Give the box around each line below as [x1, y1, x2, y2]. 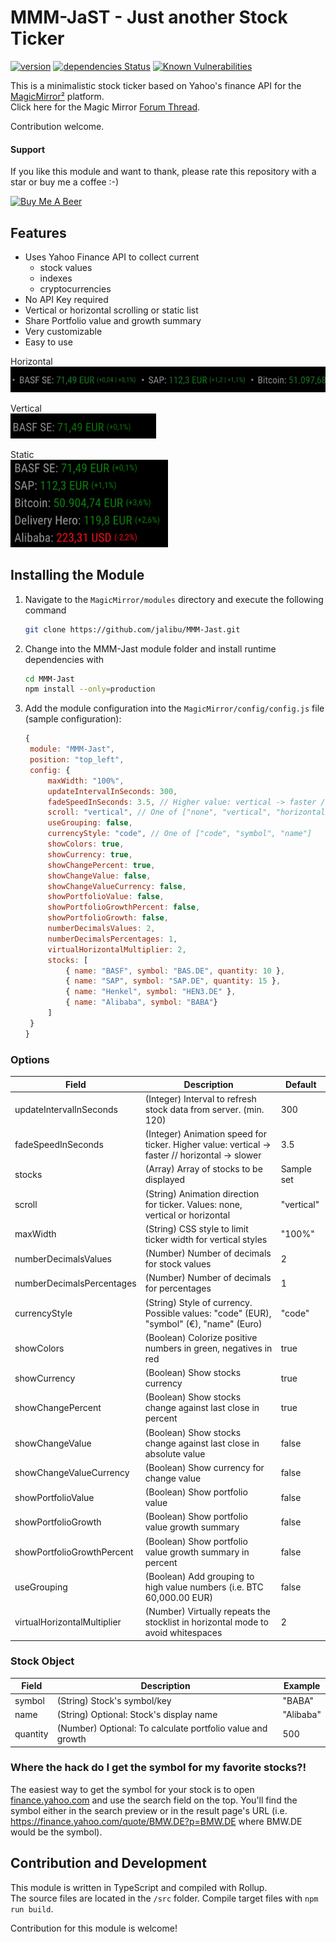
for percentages [144, 1282, 212, 1295]
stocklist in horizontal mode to [144, 1616, 269, 1628]
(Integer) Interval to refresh [144, 1092, 257, 1105]
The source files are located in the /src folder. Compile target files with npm [10, 1892, 319, 1904]
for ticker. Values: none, [144, 1198, 243, 1210]
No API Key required [24, 293, 109, 305]
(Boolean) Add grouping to [144, 1570, 255, 1582]
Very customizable [24, 325, 103, 337]
